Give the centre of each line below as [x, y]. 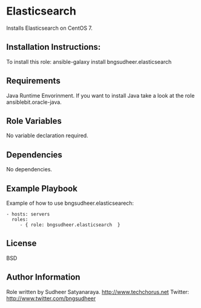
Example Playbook [42, 189]
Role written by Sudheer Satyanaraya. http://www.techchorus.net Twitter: [98, 292]
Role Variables [34, 121]
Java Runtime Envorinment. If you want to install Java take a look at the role [100, 95]
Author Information [43, 277]
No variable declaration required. [48, 135]
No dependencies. [29, 169]
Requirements [33, 81]
